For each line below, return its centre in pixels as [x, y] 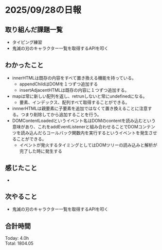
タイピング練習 [27, 42]
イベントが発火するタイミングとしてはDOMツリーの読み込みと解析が [88, 145]
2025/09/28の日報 [43, 10]
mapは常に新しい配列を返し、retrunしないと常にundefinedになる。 [80, 96]
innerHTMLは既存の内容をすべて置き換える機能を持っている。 [74, 78]
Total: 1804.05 [19, 243]
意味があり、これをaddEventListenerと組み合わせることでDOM [75, 126]
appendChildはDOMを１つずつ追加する [59, 84]
